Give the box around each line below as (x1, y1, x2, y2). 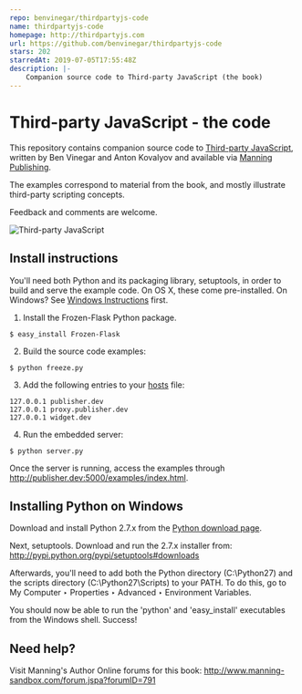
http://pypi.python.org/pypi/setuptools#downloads (9, 550, 200, 561)
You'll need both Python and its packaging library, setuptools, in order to (9, 274, 282, 285)
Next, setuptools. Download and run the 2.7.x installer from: (9, 540, 233, 552)
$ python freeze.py (9, 363, 84, 372)
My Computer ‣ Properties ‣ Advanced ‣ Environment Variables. (9, 587, 253, 598)
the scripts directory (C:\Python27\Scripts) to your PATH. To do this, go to (9, 577, 287, 588)
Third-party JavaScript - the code (9, 111, 271, 132)
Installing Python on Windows (9, 498, 184, 513)
